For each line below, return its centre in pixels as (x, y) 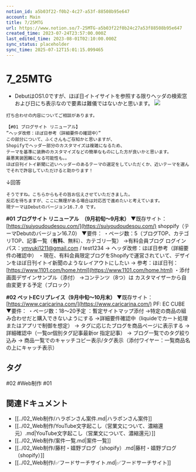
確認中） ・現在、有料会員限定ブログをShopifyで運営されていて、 (95, 255)
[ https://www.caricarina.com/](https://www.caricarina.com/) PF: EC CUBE (96, 304)
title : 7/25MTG (25, 22)
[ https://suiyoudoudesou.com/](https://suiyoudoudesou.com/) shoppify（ (95, 226)
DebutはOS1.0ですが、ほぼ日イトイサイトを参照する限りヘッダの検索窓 (101, 96)
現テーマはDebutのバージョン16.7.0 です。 (52, 207)
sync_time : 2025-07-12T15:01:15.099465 (55, 50)
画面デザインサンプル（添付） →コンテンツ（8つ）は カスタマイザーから (94, 277)
